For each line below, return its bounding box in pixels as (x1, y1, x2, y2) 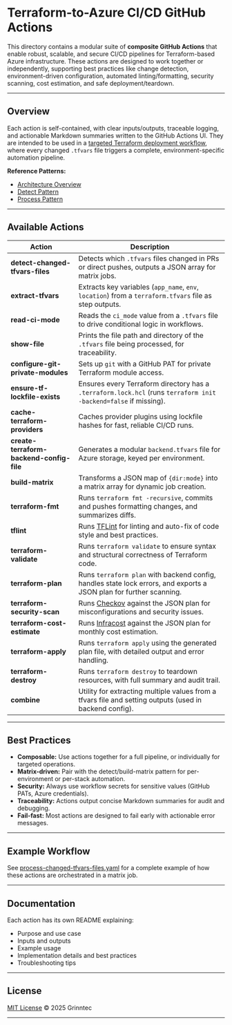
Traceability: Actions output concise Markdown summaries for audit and (17, 797, 225, 805)
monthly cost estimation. (78, 627, 159, 637)
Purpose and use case (17, 930, 81, 937)
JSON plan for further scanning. (78, 587, 182, 596)
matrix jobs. (78, 271, 117, 281)
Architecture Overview (17, 180, 81, 188)
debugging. (17, 804, 50, 813)
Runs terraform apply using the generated (78, 638, 217, 648)
